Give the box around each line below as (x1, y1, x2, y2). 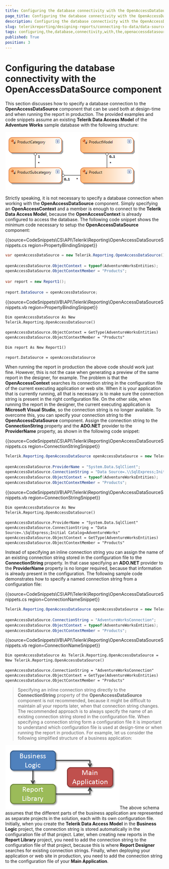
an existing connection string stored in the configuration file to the (5, 554, 142, 561)
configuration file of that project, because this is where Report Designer (5, 842, 155, 848)
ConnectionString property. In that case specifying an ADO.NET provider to (5, 560, 163, 566)
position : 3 (5, 40, 30, 45)
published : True (5, 35, 39, 40)
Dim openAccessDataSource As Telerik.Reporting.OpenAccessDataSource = (5, 653, 158, 658)
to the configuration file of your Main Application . (5, 858, 109, 864)
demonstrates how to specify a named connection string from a (5, 576, 137, 582)
